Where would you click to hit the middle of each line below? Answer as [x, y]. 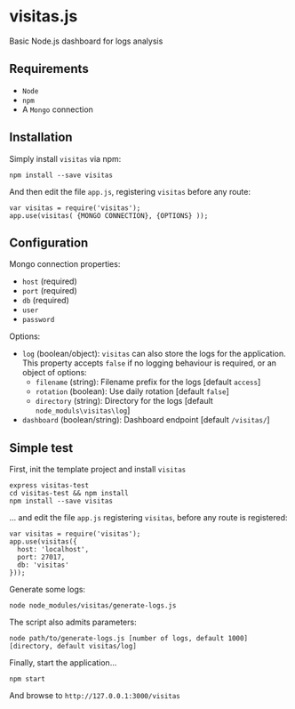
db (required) [45, 301]
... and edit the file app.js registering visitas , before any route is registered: [148, 518]
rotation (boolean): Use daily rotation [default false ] [132, 391]
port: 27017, [41, 558]
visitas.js [44, 16]
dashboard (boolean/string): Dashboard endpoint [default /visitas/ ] [146, 420]
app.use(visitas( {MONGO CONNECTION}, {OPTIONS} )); [109, 215]
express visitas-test [49, 486]
